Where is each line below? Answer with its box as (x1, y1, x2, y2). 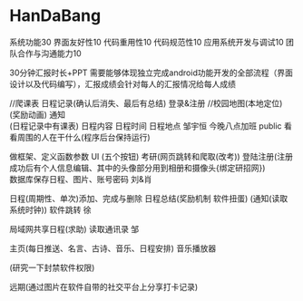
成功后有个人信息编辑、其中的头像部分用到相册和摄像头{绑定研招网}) (9, 162, 266, 173)
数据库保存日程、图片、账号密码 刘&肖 (9, 173, 152, 184)
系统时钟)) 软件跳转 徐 (9, 204, 93, 215)
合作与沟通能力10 (16, 47, 82, 59)
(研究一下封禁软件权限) (9, 262, 95, 273)
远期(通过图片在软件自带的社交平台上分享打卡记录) (9, 281, 199, 292)
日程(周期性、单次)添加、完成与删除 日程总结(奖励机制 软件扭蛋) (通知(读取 (9, 192, 288, 204)
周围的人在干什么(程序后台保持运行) (16, 131, 151, 142)
